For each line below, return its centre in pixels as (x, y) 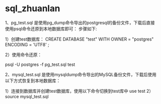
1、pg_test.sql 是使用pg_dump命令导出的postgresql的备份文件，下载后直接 (80, 22)
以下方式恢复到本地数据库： (33, 81)
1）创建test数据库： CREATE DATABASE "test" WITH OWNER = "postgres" (80, 39)
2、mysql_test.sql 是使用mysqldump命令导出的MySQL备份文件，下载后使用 (81, 74)
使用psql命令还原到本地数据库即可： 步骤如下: (51, 29)
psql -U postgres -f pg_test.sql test (40, 64)
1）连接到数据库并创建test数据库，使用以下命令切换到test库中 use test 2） (79, 91)
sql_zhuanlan (33, 9)
